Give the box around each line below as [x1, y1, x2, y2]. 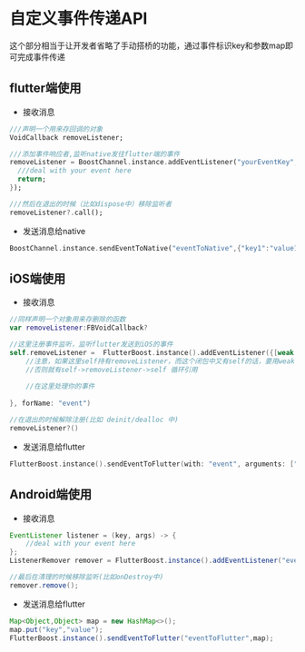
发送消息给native [22, 225, 86, 236]
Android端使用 [9, 487, 93, 502]
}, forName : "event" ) [9, 399, 92, 409]
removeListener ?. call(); [9, 208, 103, 217]
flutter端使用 [9, 81, 82, 96]
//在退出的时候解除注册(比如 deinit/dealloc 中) [9, 415, 179, 425]
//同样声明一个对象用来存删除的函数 [9, 315, 126, 324]
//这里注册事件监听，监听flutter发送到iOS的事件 [9, 340, 174, 350]
